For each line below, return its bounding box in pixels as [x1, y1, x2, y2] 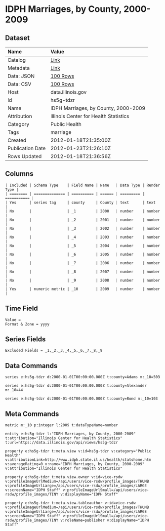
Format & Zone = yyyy [5, 322, 50, 327]
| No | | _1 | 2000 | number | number [5, 208, 161, 213]
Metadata [7, 65, 30, 71]
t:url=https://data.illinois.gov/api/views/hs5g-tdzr [5, 440, 119, 445]
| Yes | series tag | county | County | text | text [5, 200, 156, 205]
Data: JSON [7, 73, 35, 80]
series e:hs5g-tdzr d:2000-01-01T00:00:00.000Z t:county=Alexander [5, 383, 147, 388]
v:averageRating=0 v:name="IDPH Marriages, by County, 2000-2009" [5, 462, 145, 467]
